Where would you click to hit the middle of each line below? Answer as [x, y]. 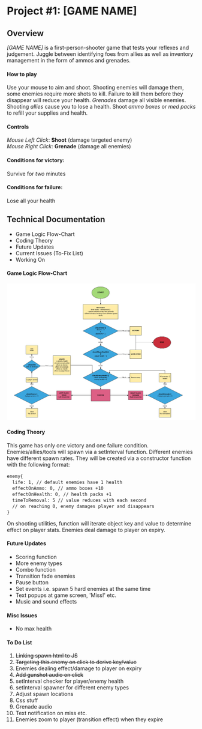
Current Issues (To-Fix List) [49, 253]
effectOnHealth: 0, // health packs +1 [62, 494]
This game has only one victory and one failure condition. [78, 445]
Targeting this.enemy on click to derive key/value [76, 662]
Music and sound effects [46, 601]
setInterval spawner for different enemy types [72, 688]
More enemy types [39, 563]
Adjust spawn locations [44, 694]
